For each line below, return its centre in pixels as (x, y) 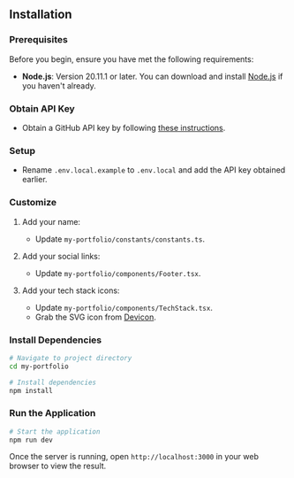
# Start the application (55, 432)
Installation (41, 15)
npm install (31, 390)
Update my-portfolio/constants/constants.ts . (120, 239)
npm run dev (31, 440)
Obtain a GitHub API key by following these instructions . (124, 127)
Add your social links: (61, 256)
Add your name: (51, 221)
